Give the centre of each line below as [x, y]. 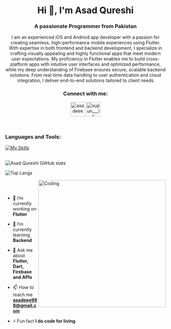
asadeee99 [25, 300]
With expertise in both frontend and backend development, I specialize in [85, 48]
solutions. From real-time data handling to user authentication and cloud [85, 75]
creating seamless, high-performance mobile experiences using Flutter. [85, 43]
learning [21, 235]
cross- [153, 59]
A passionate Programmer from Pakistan [85, 26]
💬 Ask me [23, 250]
